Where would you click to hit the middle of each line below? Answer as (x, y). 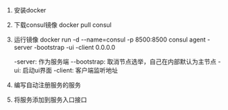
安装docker (30, 10)
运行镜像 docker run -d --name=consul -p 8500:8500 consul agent (109, 39)
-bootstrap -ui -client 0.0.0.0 (74, 47)
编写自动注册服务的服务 (47, 85)
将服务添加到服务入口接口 (50, 100)
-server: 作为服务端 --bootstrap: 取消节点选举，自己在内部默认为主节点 (115, 62)
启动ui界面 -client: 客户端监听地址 (70, 70)
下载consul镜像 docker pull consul (63, 25)
